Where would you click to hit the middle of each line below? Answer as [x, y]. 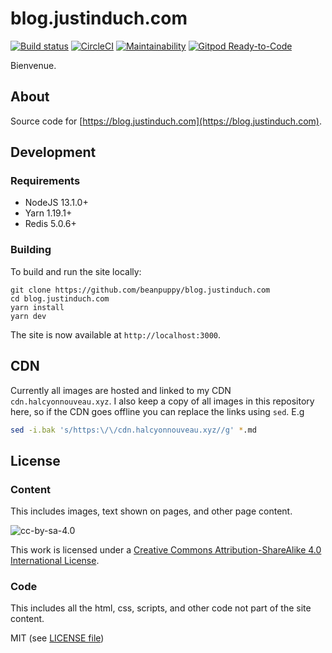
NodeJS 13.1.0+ [56, 203]
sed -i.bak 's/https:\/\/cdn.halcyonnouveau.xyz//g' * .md [133, 430]
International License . [55, 561]
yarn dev [28, 316]
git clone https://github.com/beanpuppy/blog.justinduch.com [140, 290]
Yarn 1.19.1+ [48, 213]
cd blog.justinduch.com [60, 298]
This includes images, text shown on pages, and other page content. [151, 511]
